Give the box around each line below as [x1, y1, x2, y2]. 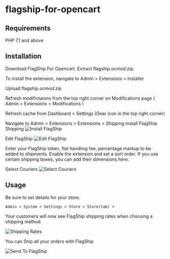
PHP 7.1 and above [5, 37, 44, 43]
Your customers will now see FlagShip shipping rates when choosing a [5, 213, 153, 219]
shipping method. [5, 218, 42, 224]
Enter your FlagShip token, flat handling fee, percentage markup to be [5, 145, 151, 151]
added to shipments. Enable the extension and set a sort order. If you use [5, 151, 158, 157]
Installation [5, 52, 42, 61]
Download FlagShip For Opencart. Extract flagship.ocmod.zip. [5, 65, 135, 72]
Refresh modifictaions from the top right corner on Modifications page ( [5, 95, 155, 101]
